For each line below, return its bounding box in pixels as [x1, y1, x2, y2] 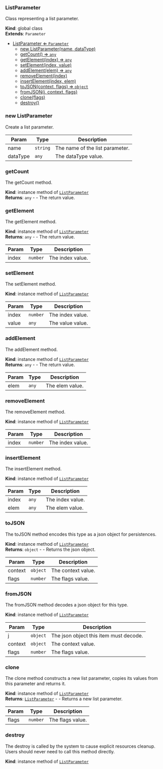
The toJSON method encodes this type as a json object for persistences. [5, 531, 156, 537]
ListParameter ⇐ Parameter [12, 41, 69, 47]
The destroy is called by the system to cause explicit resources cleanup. [5, 743, 155, 749]
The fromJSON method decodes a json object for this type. [5, 601, 129, 608]
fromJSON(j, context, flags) [20, 89, 78, 95]
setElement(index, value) [20, 62, 72, 68]
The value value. [48, 319, 88, 327]
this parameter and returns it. [5, 680, 66, 687]
